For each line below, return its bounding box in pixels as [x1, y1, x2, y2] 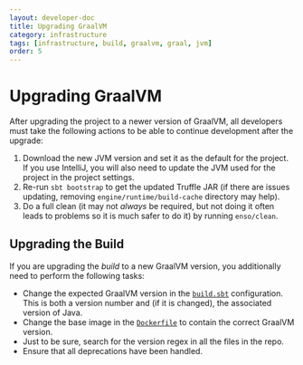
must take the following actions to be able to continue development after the [9, 126, 294, 137]
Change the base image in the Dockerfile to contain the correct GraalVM [22, 316, 295, 327]
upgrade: [9, 135, 43, 146]
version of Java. [22, 307, 83, 318]
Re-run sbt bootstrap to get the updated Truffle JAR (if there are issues [22, 182, 290, 193]
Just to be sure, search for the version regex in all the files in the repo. [22, 336, 285, 347]
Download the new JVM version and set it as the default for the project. [22, 153, 289, 164]
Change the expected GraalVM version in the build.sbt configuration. [22, 287, 283, 299]
